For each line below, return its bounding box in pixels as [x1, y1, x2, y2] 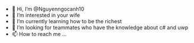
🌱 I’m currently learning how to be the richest [11, 18, 122, 24]
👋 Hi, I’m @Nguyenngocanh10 [11, 6, 85, 12]
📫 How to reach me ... [11, 31, 67, 37]
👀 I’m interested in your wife [11, 12, 80, 19]
